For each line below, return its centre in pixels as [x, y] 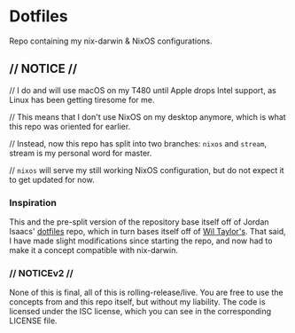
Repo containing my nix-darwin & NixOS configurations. [111, 41]
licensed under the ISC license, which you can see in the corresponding [140, 312]
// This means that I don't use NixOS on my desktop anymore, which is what [147, 116]
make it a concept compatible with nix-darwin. [94, 250]
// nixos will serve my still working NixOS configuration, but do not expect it [147, 170]
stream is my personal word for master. [81, 153]
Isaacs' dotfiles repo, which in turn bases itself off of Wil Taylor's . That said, [147, 232]
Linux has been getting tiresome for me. [82, 99]
